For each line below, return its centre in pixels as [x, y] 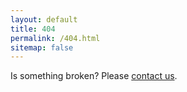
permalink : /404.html [55, 38]
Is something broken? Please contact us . [94, 76]
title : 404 [33, 29]
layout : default [44, 19]
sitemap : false [42, 47]
